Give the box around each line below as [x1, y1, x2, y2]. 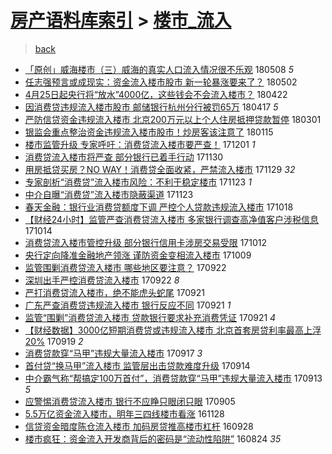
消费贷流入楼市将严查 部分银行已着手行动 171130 [24, 151, 224, 163]
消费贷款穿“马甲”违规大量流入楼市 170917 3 [24, 347, 203, 359]
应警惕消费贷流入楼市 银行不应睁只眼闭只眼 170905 [24, 395, 236, 407]
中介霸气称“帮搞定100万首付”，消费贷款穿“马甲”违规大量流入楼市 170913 [24, 372, 323, 384]
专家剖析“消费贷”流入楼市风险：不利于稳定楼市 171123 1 [24, 176, 252, 188]
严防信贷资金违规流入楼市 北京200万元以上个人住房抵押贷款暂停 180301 [24, 113, 322, 125]
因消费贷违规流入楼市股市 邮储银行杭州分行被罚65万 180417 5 [24, 101, 279, 113]
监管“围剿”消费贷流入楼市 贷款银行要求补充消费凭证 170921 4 [24, 311, 277, 323]
